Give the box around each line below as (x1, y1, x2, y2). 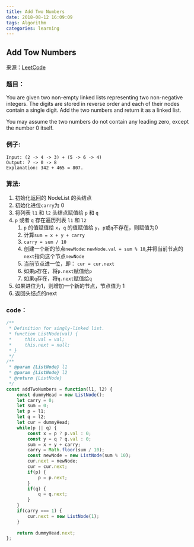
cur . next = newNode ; (27, 458, 78, 464)
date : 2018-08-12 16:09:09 (6, 14, 73, 20)
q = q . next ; (37, 491, 68, 497)
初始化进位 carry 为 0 (14, 202, 65, 209)
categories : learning (6, 25, 60, 32)
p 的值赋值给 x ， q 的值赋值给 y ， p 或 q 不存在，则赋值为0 (23, 224, 158, 231)
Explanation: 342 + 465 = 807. (6, 165, 84, 171)
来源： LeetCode (6, 64, 46, 71)
